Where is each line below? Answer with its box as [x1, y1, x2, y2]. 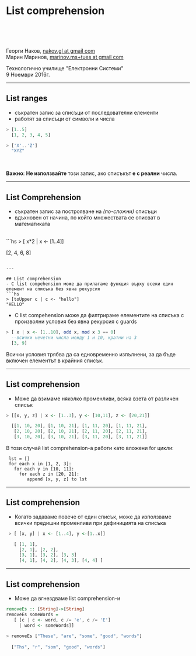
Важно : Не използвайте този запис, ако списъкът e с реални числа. [6, 170, 178, 177]
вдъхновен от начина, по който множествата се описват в [14, 214, 160, 221]
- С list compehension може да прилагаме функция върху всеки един [6, 281, 174, 287]
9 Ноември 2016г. [6, 71, 51, 78]
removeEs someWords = [6, 612, 59, 617]
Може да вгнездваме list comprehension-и [14, 595, 121, 602]
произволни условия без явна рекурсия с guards [14, 318, 137, 325]
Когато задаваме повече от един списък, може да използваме [14, 513, 172, 520]
